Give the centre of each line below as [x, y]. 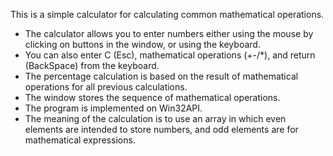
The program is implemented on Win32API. [113, 108]
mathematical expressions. [80, 140]
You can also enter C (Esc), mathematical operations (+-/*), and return [170, 55]
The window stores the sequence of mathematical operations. [152, 97]
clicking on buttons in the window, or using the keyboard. [142, 44]
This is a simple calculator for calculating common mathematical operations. [167, 14]
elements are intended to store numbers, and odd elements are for [161, 129]
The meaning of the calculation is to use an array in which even [155, 118]
